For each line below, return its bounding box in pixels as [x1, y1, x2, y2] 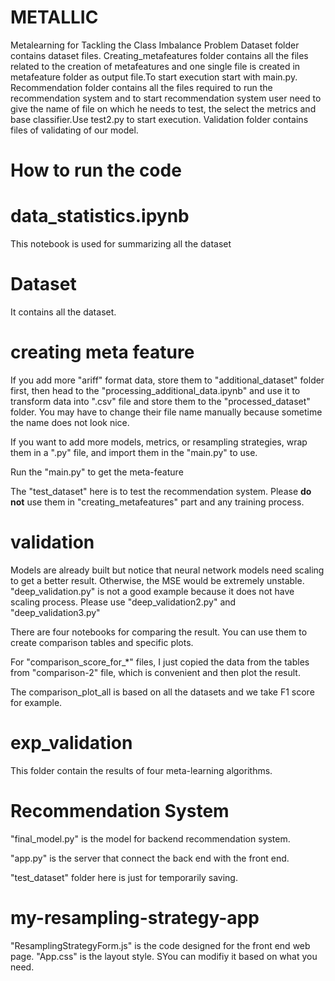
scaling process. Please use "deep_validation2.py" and [10, 596, 237, 608]
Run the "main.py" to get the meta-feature [10, 466, 184, 478]
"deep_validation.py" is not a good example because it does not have [10, 585, 295, 597]
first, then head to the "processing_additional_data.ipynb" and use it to [10, 384, 301, 396]
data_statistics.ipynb [10, 205, 190, 228]
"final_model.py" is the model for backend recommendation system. [10, 832, 291, 845]
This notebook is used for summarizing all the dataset [10, 238, 232, 250]
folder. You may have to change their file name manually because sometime [10, 406, 323, 418]
